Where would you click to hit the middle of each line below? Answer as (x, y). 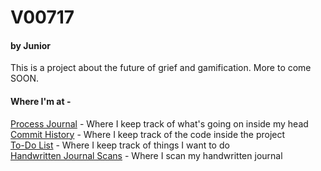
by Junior (31, 45)
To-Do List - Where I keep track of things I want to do (120, 145)
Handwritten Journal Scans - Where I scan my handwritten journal (146, 155)
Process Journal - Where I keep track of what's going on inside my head (159, 123)
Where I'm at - (41, 101)
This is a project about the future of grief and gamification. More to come (161, 68)
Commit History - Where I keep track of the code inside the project (148, 134)
